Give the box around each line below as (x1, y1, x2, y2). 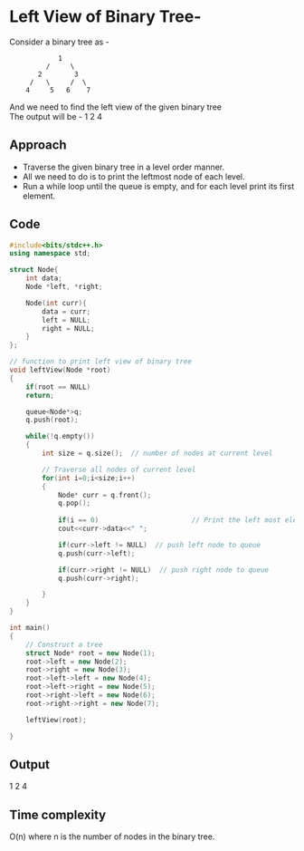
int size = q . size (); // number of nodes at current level (42, 449, 273, 459)
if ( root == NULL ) (25, 382, 91, 392)
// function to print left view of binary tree (9, 357, 193, 366)
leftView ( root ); (25, 715, 88, 724)
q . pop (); (57, 498, 91, 508)
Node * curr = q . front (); (57, 490, 152, 499)
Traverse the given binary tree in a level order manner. (22, 161, 225, 172)
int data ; (25, 274, 63, 283)
